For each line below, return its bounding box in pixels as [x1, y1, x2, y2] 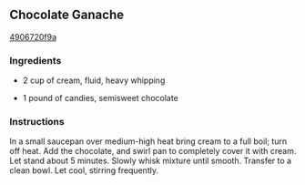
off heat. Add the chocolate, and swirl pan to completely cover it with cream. [9, 146, 297, 157]
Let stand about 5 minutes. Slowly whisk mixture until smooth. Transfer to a [9, 155, 292, 167]
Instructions [9, 116, 66, 128]
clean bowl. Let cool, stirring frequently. [9, 165, 159, 176]
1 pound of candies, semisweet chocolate [22, 93, 179, 104]
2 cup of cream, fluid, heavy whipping [22, 75, 166, 86]
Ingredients [9, 54, 62, 67]
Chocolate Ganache [9, 7, 125, 23]
